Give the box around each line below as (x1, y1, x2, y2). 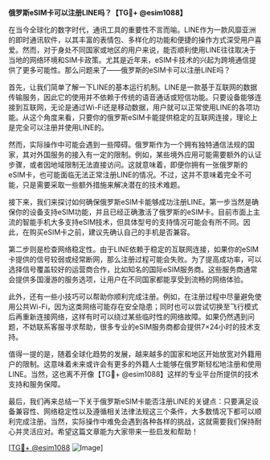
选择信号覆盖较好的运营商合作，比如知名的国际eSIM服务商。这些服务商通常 (8, 265, 258, 274)
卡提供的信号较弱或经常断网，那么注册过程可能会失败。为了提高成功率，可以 (8, 255, 262, 264)
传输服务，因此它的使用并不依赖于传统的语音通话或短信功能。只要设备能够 (8, 93, 255, 102)
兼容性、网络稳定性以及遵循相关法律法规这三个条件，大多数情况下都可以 (14, 407, 255, 416)
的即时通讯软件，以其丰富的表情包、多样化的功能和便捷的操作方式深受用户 (8, 35, 255, 44)
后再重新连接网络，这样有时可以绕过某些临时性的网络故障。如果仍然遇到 (8, 312, 247, 321)
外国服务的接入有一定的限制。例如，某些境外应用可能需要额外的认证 (35, 150, 262, 160)
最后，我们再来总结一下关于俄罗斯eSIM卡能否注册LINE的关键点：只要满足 (8, 396, 252, 406)
